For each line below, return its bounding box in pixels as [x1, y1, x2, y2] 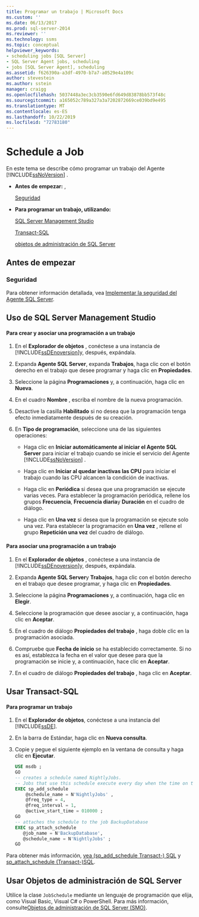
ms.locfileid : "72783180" [6, 120, 70, 126]
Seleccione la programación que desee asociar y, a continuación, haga [14, 609, 188, 617]
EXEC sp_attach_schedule [14, 825, 77, 831]
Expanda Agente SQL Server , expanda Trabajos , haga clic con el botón [14, 360, 191, 368]
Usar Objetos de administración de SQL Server [6, 875, 182, 885]
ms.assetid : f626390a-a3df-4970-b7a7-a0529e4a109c [6, 70, 134, 76]
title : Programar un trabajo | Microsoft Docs [6, 8, 124, 15]
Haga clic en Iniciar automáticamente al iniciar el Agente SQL [23, 443, 177, 450]
